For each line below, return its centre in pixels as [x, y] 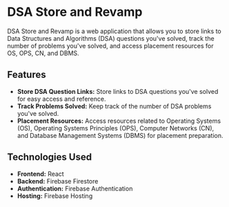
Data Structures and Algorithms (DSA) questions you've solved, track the [111, 38]
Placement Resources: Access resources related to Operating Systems [119, 121]
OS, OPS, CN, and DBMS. [43, 53]
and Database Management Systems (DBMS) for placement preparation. [120, 135]
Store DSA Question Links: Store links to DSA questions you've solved [118, 91]
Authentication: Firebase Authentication [75, 188]
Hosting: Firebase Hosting [55, 196]
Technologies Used [49, 157]
